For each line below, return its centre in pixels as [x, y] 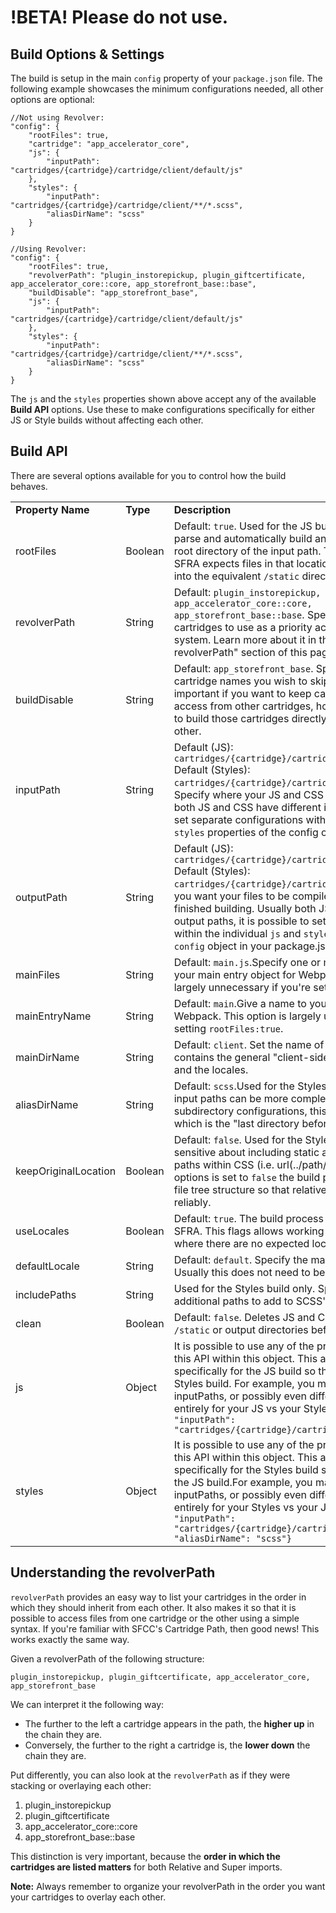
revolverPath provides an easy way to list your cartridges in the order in [158, 1597]
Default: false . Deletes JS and [244, 1317]
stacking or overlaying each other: [81, 1785]
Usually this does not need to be [249, 1272]
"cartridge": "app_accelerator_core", [109, 144]
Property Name [52, 509]
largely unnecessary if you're [242, 987]
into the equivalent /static [236, 576]
